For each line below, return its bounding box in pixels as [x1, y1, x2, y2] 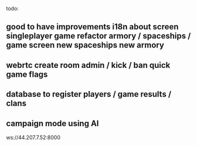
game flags [6, 69, 48, 79]
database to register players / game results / [6, 89, 172, 99]
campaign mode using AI [6, 118, 99, 128]
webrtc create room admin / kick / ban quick [6, 60, 171, 70]
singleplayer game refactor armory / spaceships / [6, 31, 191, 41]
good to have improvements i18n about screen [6, 22, 179, 32]
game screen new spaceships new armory [6, 40, 164, 50]
